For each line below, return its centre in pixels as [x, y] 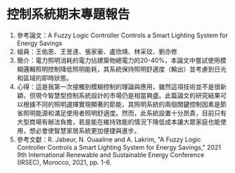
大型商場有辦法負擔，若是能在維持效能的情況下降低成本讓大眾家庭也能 [119, 122]
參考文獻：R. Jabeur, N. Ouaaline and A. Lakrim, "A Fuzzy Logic [109, 139]
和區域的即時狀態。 [45, 77]
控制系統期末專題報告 [69, 14]
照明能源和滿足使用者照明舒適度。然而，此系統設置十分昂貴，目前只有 [125, 113]
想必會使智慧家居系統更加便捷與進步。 [85, 130]
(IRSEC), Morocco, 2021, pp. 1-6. [64, 162]
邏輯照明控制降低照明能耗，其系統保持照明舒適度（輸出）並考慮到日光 [125, 69]
